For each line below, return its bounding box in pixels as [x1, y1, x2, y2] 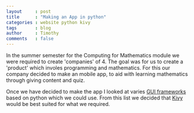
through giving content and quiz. [6, 77, 85, 84]
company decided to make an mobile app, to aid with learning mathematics [6, 71, 188, 77]
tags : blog [6, 25, 51, 31]
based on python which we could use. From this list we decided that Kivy [6, 94, 183, 101]
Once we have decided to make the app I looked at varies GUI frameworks [6, 88, 186, 95]
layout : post [6, 8, 51, 15]
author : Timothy [6, 30, 59, 36]
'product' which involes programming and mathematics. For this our [6, 64, 170, 71]
